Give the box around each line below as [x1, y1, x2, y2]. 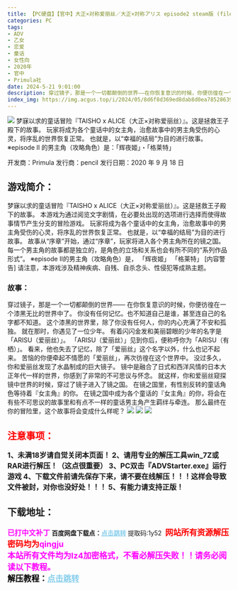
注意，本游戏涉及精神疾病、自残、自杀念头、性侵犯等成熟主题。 [23, 263, 210, 272]
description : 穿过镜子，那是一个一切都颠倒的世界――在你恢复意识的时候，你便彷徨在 [7, 89, 224, 97]
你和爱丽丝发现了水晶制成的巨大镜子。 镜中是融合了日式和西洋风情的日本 [7, 363, 220, 371]
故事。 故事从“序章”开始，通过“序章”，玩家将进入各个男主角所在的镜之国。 [7, 236, 225, 245]
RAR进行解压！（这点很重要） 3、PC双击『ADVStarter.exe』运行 [7, 461, 227, 471]
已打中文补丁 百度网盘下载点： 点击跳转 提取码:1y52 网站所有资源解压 [7, 527, 229, 537]
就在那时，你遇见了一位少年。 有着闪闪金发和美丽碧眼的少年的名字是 [21, 327, 222, 336]
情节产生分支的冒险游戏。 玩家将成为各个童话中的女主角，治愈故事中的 [13, 219, 220, 227]
